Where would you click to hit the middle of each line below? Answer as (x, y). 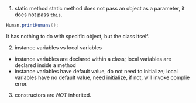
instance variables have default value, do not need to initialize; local (96, 71)
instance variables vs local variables (58, 47)
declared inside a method (45, 65)
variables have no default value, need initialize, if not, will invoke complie (102, 77)
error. (21, 83)
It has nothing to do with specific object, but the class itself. (78, 36)
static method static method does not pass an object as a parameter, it (99, 8)
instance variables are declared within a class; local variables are (93, 59)
